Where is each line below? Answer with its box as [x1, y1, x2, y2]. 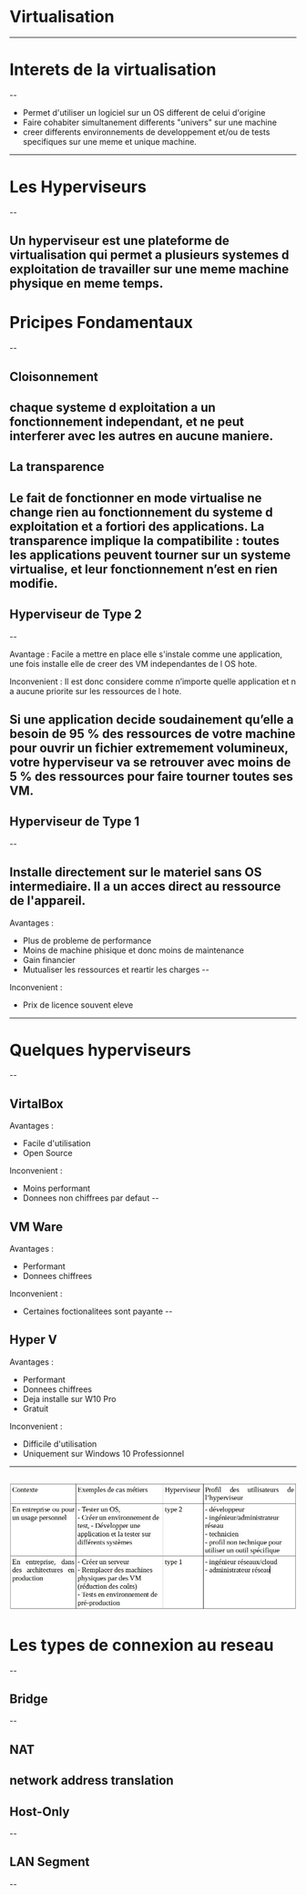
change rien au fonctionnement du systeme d [9, 504, 273, 520]
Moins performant [22, 1183, 91, 1194]
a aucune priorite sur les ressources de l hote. [9, 685, 182, 696]
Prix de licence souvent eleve [22, 999, 134, 1010]
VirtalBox [9, 1096, 64, 1111]
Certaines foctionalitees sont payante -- [22, 1306, 173, 1317]
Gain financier [22, 954, 76, 965]
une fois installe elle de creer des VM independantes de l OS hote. [9, 658, 258, 669]
